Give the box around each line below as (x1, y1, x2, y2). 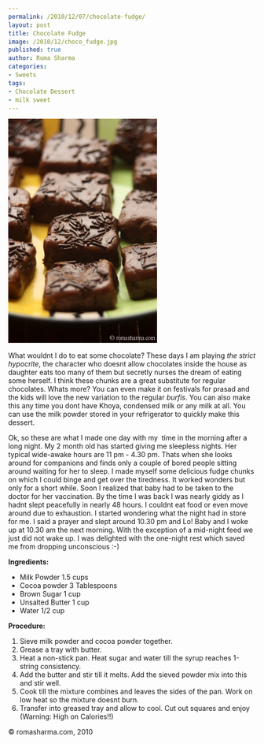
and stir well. (19, 679, 61, 688)
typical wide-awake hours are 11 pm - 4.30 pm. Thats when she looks (8, 450, 233, 459)
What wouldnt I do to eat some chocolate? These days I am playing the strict (8, 351, 256, 360)
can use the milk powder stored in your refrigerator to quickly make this (8, 410, 240, 419)
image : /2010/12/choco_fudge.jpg (8, 38, 118, 46)
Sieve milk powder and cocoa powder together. (19, 637, 173, 646)
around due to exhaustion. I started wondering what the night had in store (8, 508, 247, 518)
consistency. (40, 662, 82, 671)
